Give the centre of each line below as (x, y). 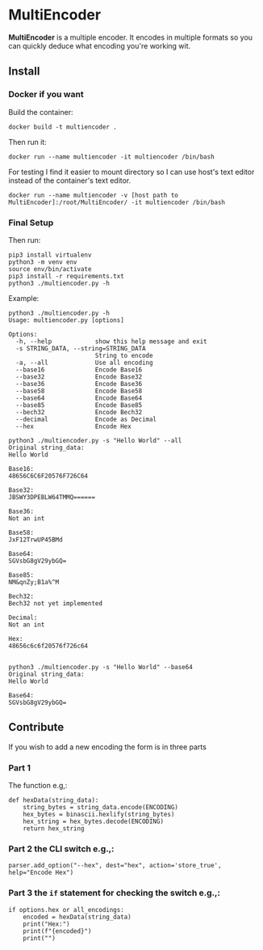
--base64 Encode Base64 (79, 398)
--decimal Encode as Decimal (86, 419)
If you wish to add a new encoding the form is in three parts (108, 747)
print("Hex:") (46, 924)
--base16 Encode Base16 (79, 370)
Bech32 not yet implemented (56, 603)
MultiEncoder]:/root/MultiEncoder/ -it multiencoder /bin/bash (117, 202)
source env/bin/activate (50, 269)
